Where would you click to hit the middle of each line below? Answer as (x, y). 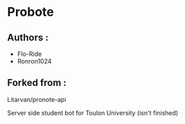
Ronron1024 (34, 61)
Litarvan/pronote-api (37, 99)
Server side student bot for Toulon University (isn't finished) (93, 113)
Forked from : (37, 83)
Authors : (28, 38)
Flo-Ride (29, 54)
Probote (30, 12)
